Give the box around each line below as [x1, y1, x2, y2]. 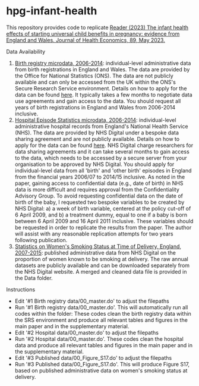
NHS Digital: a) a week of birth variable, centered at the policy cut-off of [14, 205, 191, 212]
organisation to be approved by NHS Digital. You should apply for [14, 161, 175, 168]
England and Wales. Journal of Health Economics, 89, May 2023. [6, 36, 165, 43]
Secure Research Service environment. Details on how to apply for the [14, 84, 187, 92]
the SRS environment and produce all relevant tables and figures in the [14, 316, 188, 324]
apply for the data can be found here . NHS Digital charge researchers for [14, 142, 194, 149]
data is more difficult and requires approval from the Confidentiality [14, 186, 180, 193]
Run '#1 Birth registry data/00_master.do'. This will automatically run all [14, 303, 188, 310]
